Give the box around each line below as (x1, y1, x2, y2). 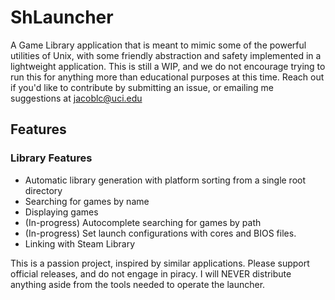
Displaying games (24, 206, 99, 218)
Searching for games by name (24, 195, 150, 207)
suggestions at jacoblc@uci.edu (10, 92, 143, 104)
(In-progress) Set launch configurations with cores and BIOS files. (24, 227, 297, 239)
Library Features (10, 151, 93, 165)
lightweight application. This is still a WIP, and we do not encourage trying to (10, 60, 326, 72)
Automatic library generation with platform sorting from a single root (24, 174, 307, 186)
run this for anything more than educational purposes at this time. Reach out (10, 71, 325, 83)
